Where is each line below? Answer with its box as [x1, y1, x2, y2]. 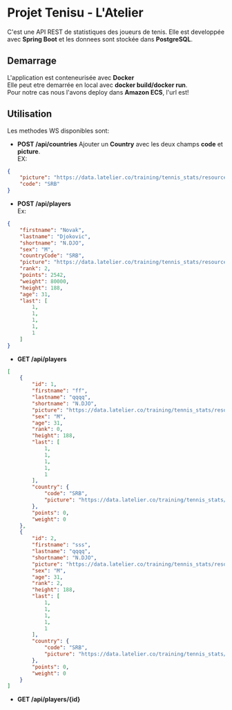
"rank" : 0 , [32, 426, 64, 433]
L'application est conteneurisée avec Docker [7, 73, 135, 81]
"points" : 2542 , [19, 271, 67, 279]
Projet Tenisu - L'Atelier [7, 5, 144, 21]
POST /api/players [17, 200, 71, 208]
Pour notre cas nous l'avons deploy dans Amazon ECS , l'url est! [7, 88, 189, 96]
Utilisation [7, 108, 52, 120]
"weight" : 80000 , [19, 278, 70, 285]
